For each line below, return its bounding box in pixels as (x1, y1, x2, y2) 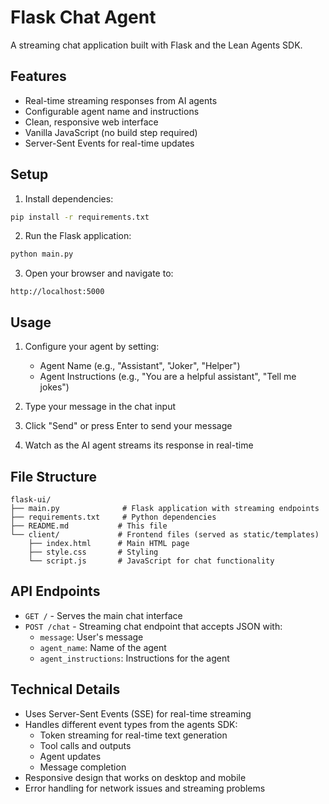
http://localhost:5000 (10, 287, 105, 297)
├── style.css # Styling (28, 547, 159, 557)
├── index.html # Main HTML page (28, 538, 190, 548)
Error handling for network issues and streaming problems (24, 782, 266, 794)
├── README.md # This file (10, 521, 168, 531)
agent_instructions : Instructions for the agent (39, 652, 230, 664)
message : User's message (39, 631, 144, 643)
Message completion (39, 761, 127, 773)
